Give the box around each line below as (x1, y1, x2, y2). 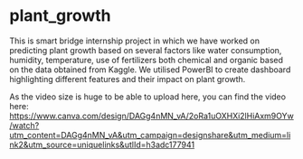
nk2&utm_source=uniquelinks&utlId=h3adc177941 (9, 139, 195, 150)
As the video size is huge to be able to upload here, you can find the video (9, 91, 287, 102)
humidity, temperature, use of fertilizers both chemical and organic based (9, 54, 283, 65)
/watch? (9, 119, 40, 131)
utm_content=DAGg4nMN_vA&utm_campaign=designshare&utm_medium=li (9, 129, 291, 140)
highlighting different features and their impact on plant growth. (9, 73, 246, 84)
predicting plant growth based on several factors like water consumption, (9, 44, 282, 55)
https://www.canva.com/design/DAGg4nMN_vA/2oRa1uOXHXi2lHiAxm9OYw (9, 110, 294, 121)
